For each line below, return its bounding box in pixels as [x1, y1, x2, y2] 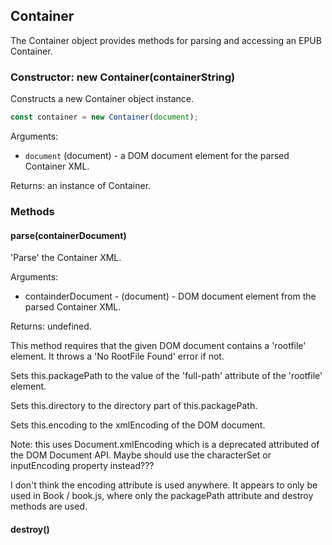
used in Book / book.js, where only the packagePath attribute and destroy [10, 490, 314, 502]
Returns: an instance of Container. [10, 179, 152, 191]
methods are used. [10, 500, 88, 513]
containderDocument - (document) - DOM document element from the [24, 290, 317, 303]
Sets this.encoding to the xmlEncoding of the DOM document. [10, 419, 266, 431]
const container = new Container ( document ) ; [10, 112, 199, 123]
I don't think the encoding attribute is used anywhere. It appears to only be [10, 479, 318, 491]
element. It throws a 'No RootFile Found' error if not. [10, 350, 225, 363]
